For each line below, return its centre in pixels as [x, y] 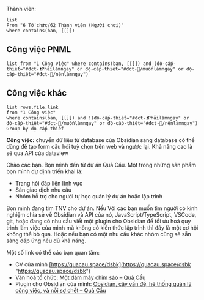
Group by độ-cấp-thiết [35, 129]
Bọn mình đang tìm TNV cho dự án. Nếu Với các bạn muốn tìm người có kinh [102, 208]
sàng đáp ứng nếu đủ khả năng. [46, 241]
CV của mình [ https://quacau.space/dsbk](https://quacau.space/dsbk [103, 264]
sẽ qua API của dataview [37, 153]
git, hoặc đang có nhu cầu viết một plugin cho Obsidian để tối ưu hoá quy [99, 221]
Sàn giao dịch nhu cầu [43, 190]
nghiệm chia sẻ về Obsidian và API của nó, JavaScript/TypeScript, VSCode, [101, 214]
